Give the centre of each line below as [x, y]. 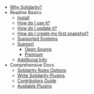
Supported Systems [37, 39]
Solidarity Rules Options [42, 70]
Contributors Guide [37, 81]
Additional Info [32, 60]
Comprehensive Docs [32, 65]
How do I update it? [37, 28]
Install [23, 18]
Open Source [38, 49]
